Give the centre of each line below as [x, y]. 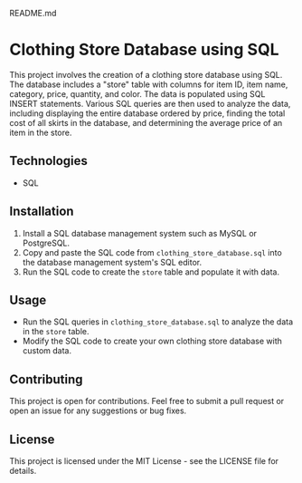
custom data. [47, 351]
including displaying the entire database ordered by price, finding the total [147, 113]
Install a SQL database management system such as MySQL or [140, 233]
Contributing [46, 379]
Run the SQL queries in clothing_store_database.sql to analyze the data [158, 322]
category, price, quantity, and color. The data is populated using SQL [137, 93]
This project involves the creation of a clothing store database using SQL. [146, 74]
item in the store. [41, 132]
